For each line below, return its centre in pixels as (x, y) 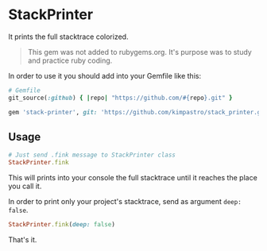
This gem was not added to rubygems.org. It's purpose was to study (139, 52)
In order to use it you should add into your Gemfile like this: (104, 75)
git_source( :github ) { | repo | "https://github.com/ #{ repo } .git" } (120, 98)
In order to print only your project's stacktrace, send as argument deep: (125, 202)
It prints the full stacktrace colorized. (68, 37)
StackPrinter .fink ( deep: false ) (62, 225)
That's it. (23, 239)
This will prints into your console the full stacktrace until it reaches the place (133, 178)
